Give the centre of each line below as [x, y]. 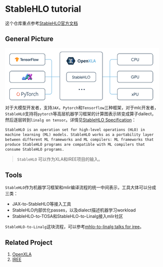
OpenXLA [22, 254]
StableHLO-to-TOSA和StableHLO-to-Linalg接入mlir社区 [68, 216]
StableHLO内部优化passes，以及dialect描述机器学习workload [74, 210]
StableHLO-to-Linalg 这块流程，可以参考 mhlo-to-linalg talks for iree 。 [74, 227]
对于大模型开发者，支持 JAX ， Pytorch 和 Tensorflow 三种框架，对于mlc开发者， [82, 108]
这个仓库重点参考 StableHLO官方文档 [41, 23]
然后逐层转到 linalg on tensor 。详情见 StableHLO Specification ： [71, 120]
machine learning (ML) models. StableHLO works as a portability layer [79, 135]
